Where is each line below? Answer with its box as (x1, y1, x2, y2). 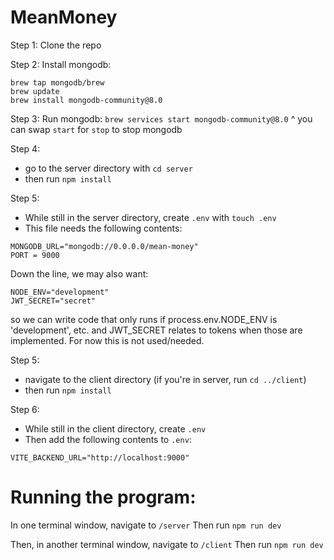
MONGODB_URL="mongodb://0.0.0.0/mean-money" (10, 241, 199, 251)
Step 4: (10, 142, 41, 155)
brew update (10, 86, 60, 96)
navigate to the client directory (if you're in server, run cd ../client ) (24, 373, 307, 385)
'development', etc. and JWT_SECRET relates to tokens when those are (10, 324, 303, 336)
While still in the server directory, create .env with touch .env (24, 211, 277, 223)
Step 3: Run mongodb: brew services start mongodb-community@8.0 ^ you (10, 112, 313, 125)
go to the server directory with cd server (24, 162, 193, 174)
